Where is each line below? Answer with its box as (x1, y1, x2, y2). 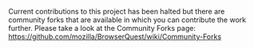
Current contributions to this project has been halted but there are (8, 7, 225, 16)
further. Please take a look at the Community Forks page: (8, 24, 196, 32)
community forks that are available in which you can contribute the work (8, 15, 246, 24)
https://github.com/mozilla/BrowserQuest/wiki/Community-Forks (8, 32, 222, 41)
